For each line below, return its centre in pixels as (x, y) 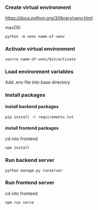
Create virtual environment (38, 7)
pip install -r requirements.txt (39, 117)
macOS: (13, 28)
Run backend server (30, 160)
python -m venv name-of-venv (35, 37)
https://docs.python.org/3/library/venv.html (49, 18)
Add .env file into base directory (38, 82)
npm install (17, 148)
